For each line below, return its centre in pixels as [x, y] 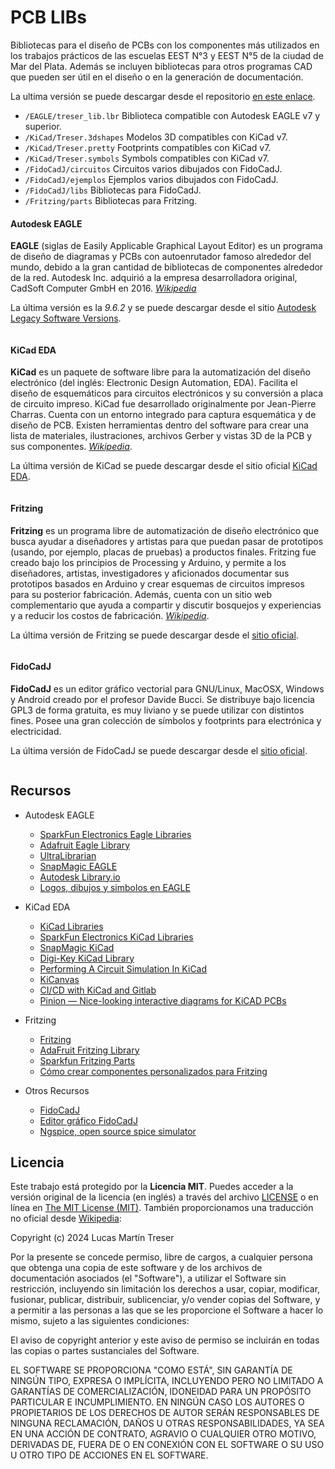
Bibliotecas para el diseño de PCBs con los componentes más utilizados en [165, 45]
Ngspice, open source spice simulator [118, 1131]
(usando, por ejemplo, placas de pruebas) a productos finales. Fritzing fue [163, 552]
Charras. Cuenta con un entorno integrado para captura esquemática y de [163, 415]
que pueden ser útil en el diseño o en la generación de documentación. [157, 77]
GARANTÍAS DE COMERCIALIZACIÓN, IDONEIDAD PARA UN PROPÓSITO [161, 1392]
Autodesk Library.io [80, 877]
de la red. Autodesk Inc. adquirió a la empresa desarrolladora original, [154, 278]
